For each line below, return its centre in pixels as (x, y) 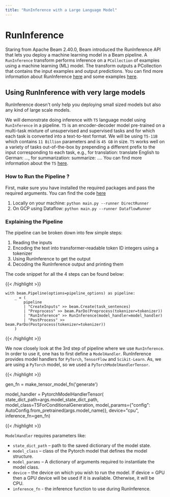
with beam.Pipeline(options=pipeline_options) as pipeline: (70, 293)
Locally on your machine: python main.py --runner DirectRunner (81, 203)
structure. (23, 456)
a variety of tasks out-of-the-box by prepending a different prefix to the (80, 147)
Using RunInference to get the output (51, 258)
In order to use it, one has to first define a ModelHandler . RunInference (78, 354)
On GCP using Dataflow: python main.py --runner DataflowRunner (82, 208)
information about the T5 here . (37, 163)
